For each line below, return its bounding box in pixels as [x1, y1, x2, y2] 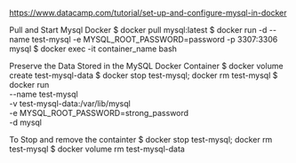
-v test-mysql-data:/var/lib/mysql [9, 98, 131, 109]
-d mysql [9, 117, 43, 128]
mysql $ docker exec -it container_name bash [9, 43, 178, 54]
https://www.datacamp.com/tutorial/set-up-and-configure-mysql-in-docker [9, 8, 287, 18]
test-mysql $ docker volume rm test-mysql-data [9, 144, 185, 154]
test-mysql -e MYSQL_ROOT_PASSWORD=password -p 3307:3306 [31, 35, 278, 44]
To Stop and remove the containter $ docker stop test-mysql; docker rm [9, 135, 273, 144]
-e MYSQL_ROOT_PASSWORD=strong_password [9, 108, 189, 118]
